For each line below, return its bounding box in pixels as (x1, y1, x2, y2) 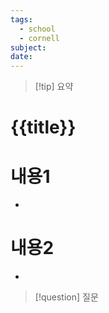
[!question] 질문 (34, 291, 99, 303)
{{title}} (10, 116, 77, 139)
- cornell (19, 33, 60, 43)
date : (10, 52, 33, 62)
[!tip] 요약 (34, 81, 74, 93)
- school (19, 24, 56, 34)
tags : (10, 14, 33, 25)
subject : (10, 42, 47, 53)
